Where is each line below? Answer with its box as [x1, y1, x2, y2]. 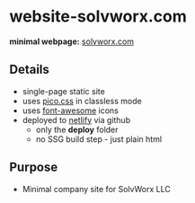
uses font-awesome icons [22, 105, 119, 116]
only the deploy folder [35, 124, 119, 135]
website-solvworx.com [9, 6, 187, 27]
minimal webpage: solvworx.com [9, 36, 135, 47]
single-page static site [22, 85, 105, 96]
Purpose [9, 160, 58, 175]
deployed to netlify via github [22, 114, 131, 125]
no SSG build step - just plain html [35, 133, 163, 145]
